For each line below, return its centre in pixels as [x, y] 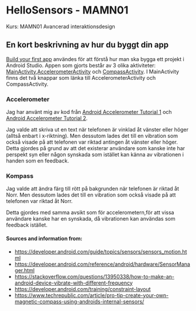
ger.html [25, 270]
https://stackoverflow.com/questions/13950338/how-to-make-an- [94, 276]
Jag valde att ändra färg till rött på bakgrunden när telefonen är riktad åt [93, 189]
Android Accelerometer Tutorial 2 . [47, 119]
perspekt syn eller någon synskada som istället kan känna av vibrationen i [95, 155]
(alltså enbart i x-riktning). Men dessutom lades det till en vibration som [92, 136]
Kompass [20, 175]
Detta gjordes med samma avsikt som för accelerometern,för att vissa [90, 212]
